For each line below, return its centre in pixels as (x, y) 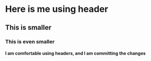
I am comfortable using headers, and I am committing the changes (75, 54)
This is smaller (28, 28)
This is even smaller (30, 42)
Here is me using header (57, 9)
